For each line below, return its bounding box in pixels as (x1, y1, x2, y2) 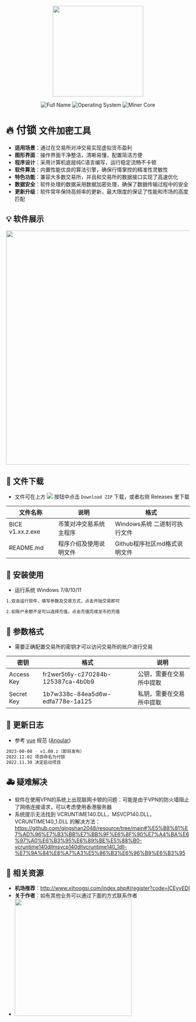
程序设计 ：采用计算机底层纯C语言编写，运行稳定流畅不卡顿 (14, 159, 157, 166)
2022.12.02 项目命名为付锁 (6, 754, 65, 760)
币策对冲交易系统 (58, 520, 105, 528)
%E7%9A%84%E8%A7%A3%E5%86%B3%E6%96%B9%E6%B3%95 (14, 849, 185, 857)
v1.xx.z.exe (9, 527, 41, 536)
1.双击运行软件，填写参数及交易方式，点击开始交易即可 (6, 598, 120, 604)
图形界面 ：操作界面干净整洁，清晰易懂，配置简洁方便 (14, 151, 143, 158)
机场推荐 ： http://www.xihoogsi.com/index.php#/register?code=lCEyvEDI (14, 884, 190, 891)
